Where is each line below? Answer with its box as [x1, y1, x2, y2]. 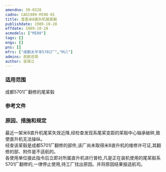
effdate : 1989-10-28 [5, 26, 49, 31]
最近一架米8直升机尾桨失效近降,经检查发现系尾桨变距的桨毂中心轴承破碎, [5, 129, 156, 136]
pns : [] [5, 45, 22, 50]
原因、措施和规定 [5, 117, 47, 124]
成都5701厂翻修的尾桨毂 [5, 89, 55, 95]
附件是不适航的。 [22, 148, 58, 154]
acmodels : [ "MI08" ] [5, 31, 46, 36]
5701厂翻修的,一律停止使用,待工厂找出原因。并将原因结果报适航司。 [5, 161, 145, 167]
